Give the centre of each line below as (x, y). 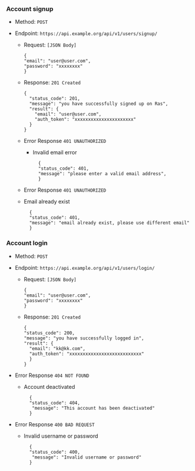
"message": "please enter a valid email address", (102, 174)
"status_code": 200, (49, 333)
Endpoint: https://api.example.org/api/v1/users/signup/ (86, 33)
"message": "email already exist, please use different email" (109, 223)
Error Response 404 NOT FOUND (52, 375)
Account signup (30, 9)
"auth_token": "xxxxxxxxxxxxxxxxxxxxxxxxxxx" (86, 354)
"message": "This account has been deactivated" (93, 408)
